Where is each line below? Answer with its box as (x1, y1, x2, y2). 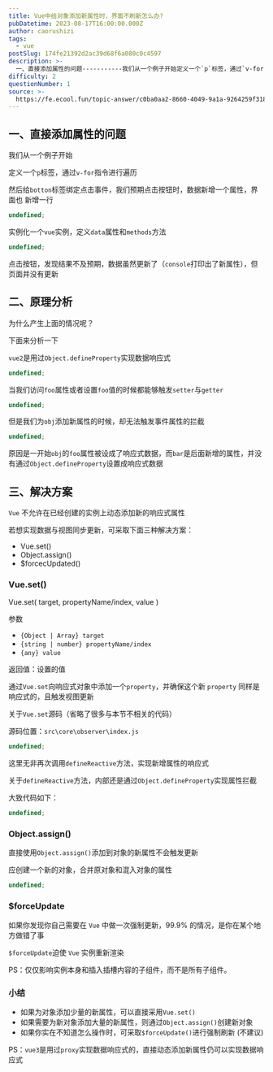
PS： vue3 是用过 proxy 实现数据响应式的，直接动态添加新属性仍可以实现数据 (8, 1044, 258, 1054)
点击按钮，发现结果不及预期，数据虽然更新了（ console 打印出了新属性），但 (8, 258, 258, 268)
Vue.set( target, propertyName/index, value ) (8, 597, 159, 607)
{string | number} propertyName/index (19, 640, 152, 649)
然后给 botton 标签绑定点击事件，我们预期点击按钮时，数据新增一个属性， (8, 184, 251, 195)
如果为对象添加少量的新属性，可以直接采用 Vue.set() (19, 1007, 197, 1017)
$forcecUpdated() (19, 558, 81, 569)
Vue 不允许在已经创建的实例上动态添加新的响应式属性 (8, 508, 185, 518)
